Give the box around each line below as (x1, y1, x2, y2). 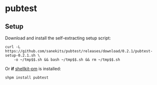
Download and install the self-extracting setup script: (5, 35, 111, 41)
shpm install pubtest (5, 75, 49, 80)
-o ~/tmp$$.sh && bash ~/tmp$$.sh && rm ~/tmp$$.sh (14, 57, 120, 62)
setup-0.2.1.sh (5, 53, 36, 58)
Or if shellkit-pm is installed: (5, 66, 62, 71)
